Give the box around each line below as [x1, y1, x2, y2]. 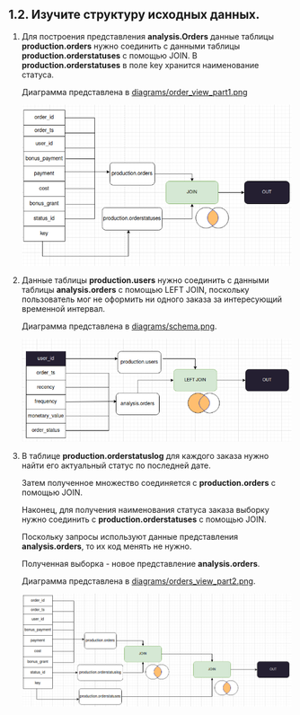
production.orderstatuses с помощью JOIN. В [21, 49, 199, 61]
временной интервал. [21, 303, 105, 313]
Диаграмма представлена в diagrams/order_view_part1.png [21, 86, 248, 97]
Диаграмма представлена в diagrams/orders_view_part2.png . [21, 575, 256, 587]
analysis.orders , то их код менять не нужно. [21, 541, 192, 552]
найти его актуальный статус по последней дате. [21, 460, 212, 471]
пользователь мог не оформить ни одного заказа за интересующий [21, 294, 283, 305]
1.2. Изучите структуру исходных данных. [8, 7, 260, 22]
